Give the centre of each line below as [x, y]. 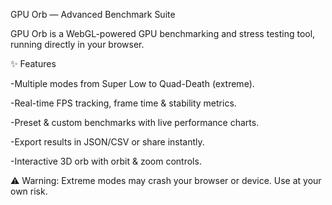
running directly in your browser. [77, 44]
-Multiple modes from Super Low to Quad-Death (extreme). [132, 83]
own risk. [29, 191]
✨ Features [33, 63]
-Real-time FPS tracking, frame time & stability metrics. [123, 103]
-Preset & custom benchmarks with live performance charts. [135, 122]
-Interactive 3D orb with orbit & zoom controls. [106, 161]
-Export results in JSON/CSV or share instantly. [107, 142]
